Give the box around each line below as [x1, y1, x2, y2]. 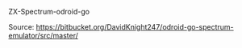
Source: [8, 22, 35, 31]
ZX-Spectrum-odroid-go [8, 7, 90, 16]
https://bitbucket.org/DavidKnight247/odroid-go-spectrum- [35, 22, 234, 31]
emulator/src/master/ [8, 31, 79, 40]
